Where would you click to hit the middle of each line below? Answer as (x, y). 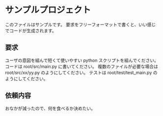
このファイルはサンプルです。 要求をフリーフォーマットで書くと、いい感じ (81, 24)
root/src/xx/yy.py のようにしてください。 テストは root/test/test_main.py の (81, 72)
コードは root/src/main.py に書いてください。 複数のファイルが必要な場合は (81, 66)
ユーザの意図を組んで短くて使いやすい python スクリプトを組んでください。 (82, 60)
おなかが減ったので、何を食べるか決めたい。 (50, 108)
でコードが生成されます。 (31, 30)
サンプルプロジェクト (48, 10)
